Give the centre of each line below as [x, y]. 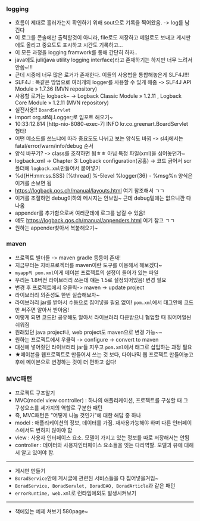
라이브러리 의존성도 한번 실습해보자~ [57, 294]
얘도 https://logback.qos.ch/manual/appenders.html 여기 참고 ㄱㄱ [95, 221]
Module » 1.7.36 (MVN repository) [56, 89]
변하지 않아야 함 [54, 430]
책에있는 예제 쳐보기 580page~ [51, 511]
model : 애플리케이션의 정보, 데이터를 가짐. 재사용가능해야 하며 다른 [93, 423]
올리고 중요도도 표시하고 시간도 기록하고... [74, 45]
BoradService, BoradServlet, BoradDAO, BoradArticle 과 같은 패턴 [95, 485]
